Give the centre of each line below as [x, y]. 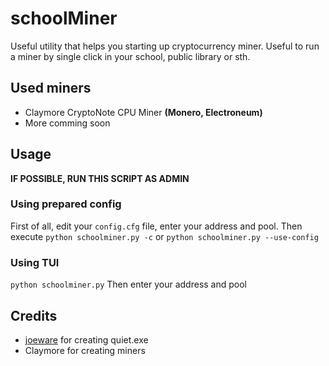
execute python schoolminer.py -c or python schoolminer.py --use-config [164, 236]
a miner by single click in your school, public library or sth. [130, 56]
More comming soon [67, 123]
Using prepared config [66, 204]
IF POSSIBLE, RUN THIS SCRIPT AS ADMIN [100, 178]
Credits [34, 315]
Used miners [51, 88]
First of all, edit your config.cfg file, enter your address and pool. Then [156, 226]
